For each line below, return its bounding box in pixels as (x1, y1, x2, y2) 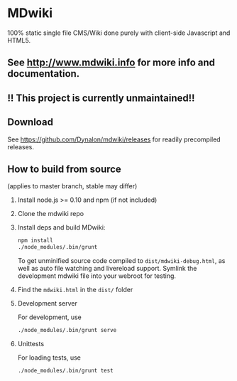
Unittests (17, 339, 45, 348)
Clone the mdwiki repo (17, 210, 84, 218)
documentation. (7, 68, 80, 80)
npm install (17, 237, 53, 245)
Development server (17, 299, 78, 308)
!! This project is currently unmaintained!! (7, 92, 195, 104)
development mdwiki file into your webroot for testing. (17, 272, 176, 280)
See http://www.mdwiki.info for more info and (7, 57, 215, 69)
